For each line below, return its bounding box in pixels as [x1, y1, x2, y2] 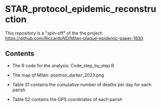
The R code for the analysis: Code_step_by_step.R [12, 62, 115, 68]
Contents [5, 50, 35, 58]
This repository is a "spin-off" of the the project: [5, 30, 103, 36]
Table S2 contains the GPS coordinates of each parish [12, 96, 122, 102]
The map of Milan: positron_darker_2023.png [12, 72, 105, 78]
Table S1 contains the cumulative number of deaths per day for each [12, 81, 152, 87]
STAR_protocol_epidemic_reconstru [5, 3, 157, 15]
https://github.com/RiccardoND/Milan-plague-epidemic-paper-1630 [5, 35, 144, 41]
